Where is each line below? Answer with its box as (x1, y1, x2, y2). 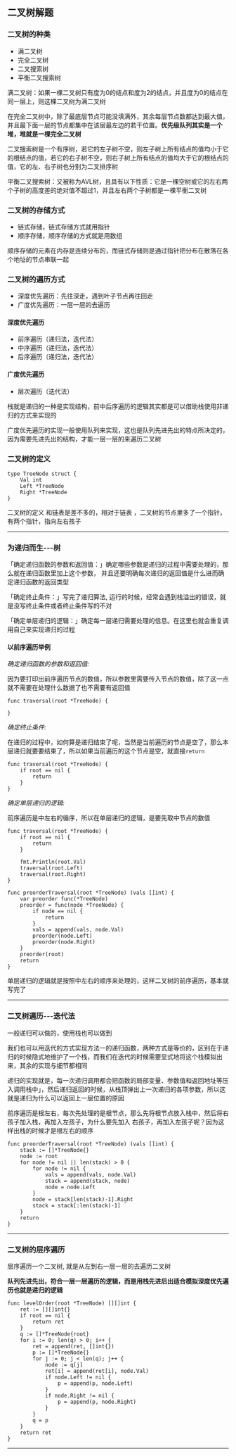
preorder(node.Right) (32, 939, 96, 946)
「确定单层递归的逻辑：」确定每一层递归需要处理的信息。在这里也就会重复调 (7, 617, 229, 625)
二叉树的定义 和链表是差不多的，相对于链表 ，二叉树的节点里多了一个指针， (7, 508, 226, 516)
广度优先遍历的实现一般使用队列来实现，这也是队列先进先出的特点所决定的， (7, 425, 229, 434)
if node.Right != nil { (44, 1393, 114, 1400)
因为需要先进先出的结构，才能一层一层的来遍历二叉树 (7, 434, 162, 443)
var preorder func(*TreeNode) (20, 896, 109, 903)
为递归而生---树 (7, 543, 61, 553)
